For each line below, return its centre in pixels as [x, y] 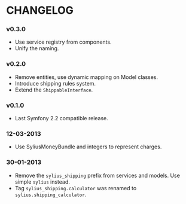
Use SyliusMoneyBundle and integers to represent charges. [88, 147]
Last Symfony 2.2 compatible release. [62, 118]
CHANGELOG [40, 10]
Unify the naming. [37, 48]
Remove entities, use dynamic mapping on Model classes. [86, 77]
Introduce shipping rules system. [55, 83]
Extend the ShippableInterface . [54, 90]
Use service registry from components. [63, 42]
